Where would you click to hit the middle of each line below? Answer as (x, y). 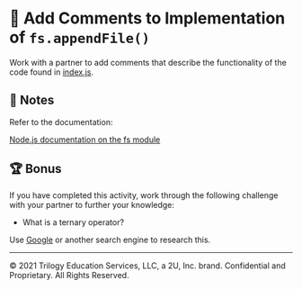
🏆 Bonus (36, 169)
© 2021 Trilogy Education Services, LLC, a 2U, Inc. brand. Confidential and (147, 266)
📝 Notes (32, 100)
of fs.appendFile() (80, 37)
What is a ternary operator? (73, 222)
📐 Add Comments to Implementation (147, 18)
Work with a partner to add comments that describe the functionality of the (148, 62)
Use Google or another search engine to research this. (110, 239)
